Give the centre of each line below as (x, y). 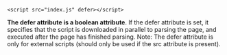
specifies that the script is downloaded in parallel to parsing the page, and (112, 30)
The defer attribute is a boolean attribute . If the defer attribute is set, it (108, 22)
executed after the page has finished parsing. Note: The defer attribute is (110, 37)
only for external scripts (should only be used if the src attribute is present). (114, 44)
